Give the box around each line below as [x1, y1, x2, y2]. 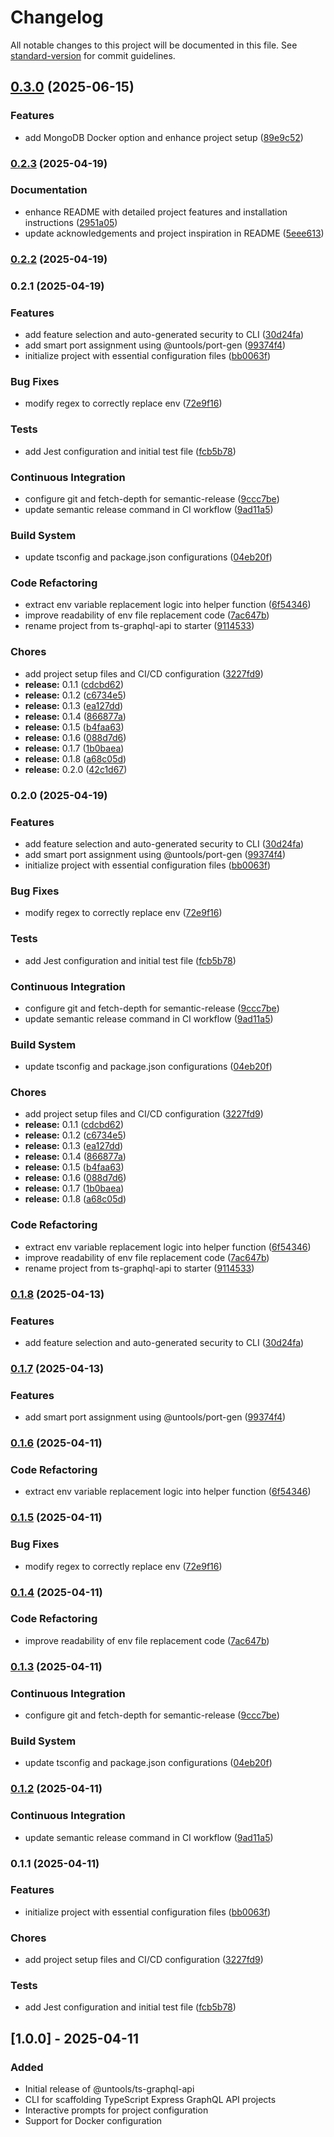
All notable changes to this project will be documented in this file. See [10, 39, 298, 51]
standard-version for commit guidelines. [10, 49, 176, 61]
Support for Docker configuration [24, 2115, 163, 2127]
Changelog [10, 6, 104, 29]
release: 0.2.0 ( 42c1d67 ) [24, 763, 128, 775]
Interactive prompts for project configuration [24, 2104, 209, 2116]
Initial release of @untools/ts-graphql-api [24, 2083, 195, 2095]
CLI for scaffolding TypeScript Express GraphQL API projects [24, 2094, 277, 2106]
